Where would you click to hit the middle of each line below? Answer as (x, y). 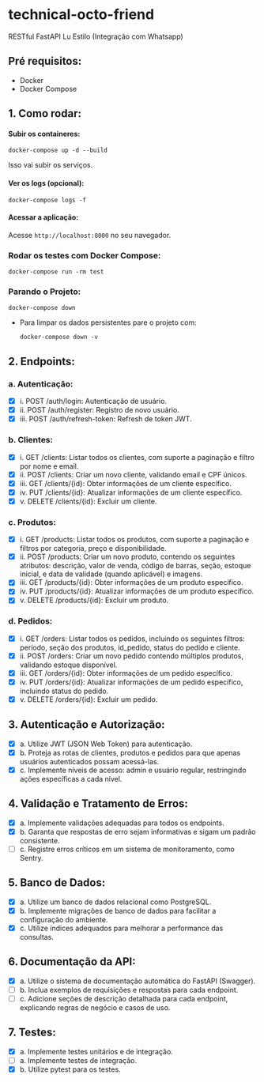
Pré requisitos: (45, 61)
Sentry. (31, 858)
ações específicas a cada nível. (71, 779)
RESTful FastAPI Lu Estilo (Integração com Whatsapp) (96, 36)
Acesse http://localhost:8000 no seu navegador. (90, 235)
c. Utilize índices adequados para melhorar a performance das (121, 928)
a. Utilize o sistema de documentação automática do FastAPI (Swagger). (138, 981)
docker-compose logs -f (47, 200)
